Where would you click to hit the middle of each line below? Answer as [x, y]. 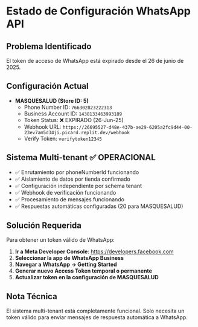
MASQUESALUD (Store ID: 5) [52, 100]
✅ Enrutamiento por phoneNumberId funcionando [77, 172]
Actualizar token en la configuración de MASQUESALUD [87, 277]
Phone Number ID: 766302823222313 [68, 107]
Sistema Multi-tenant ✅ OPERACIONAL [81, 157]
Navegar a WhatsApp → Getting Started [66, 265]
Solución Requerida [44, 226]
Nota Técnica [32, 296]
